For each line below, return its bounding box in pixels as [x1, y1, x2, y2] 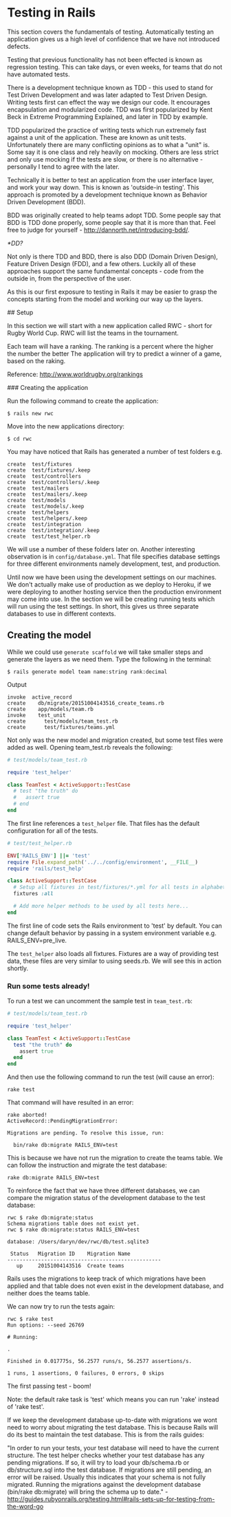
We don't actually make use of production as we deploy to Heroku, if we [7, 580, 212, 589]
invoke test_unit [7, 712, 67, 719]
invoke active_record [7, 693, 72, 701]
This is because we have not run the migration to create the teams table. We [7, 1154, 223, 1162]
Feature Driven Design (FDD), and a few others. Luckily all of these [7, 259, 196, 268]
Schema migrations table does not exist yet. [7, 1221, 140, 1227]
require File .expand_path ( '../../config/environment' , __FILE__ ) [7, 858, 198, 866]
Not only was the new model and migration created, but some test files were [7, 736, 223, 744]
